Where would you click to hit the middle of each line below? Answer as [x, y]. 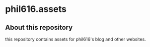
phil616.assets [36, 9]
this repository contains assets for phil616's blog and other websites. [75, 39]
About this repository [39, 27]
